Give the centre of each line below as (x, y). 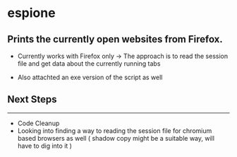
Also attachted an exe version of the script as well (90, 77)
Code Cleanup (38, 123)
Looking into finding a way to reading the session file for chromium (115, 130)
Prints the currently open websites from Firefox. (115, 39)
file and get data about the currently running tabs (89, 64)
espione (31, 13)
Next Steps (32, 99)
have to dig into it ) (45, 146)
